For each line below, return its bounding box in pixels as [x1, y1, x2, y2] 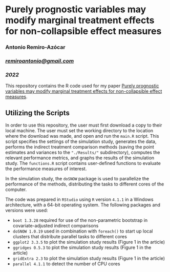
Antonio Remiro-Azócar [5, 44, 66, 51]
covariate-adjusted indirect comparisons [12, 223, 99, 229]
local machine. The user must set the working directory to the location [5, 128, 154, 134]
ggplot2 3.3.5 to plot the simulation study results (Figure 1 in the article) [12, 239, 165, 245]
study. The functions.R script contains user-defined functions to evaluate [5, 160, 161, 166]
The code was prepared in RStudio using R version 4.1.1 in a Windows [5, 196, 154, 203]
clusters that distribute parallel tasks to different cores [12, 234, 127, 240]
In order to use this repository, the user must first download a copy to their [5, 122, 162, 129]
